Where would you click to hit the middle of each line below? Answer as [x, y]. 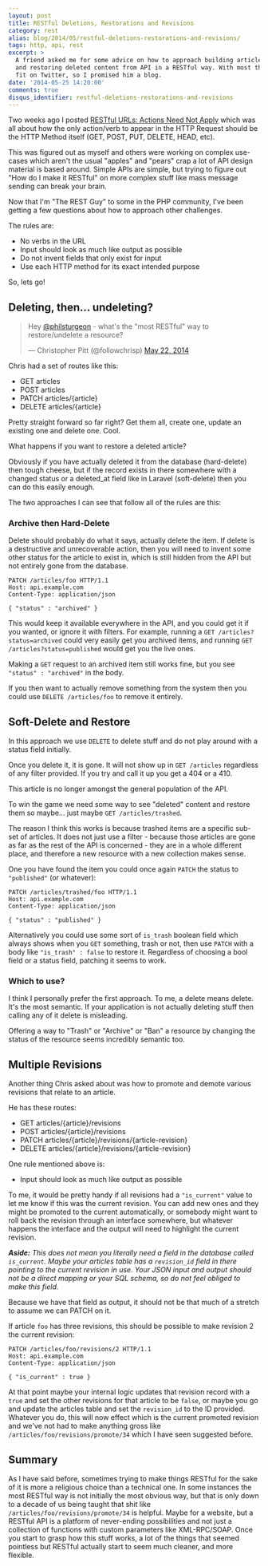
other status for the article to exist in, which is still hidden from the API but [130, 558]
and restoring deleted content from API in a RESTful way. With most [133, 68]
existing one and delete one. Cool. [65, 431]
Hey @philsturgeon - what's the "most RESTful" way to [118, 326]
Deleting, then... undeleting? [81, 307]
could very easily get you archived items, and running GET [158, 640]
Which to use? [37, 981]
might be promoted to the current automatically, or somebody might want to [133, 1212]
